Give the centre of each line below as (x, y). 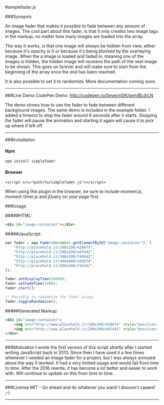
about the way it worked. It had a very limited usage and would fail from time (82, 363)
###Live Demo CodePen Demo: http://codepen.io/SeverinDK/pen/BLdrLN (79, 95)
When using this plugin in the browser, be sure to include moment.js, (74, 191)
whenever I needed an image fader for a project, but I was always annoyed (80, 358)
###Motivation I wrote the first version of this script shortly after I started (79, 347)
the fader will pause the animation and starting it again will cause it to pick (80, 120)
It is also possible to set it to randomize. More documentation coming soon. (81, 81)
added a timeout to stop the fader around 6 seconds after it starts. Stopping (81, 115)
